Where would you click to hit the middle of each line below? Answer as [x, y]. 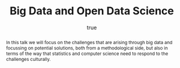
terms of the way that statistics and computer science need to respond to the [87, 53]
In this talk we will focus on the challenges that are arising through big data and [89, 42]
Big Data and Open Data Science [92, 11]
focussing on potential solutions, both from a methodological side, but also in [87, 48]
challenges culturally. [28, 59]
